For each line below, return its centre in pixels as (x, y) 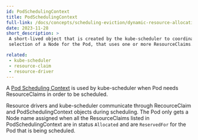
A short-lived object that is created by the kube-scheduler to (89, 39)
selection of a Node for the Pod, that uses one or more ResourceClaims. (101, 45)
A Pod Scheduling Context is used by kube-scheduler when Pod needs (92, 88)
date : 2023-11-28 (27, 28)
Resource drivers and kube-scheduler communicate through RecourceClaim (99, 106)
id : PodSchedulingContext (38, 11)
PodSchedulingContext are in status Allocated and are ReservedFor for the (96, 125)
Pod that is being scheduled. (41, 131)
